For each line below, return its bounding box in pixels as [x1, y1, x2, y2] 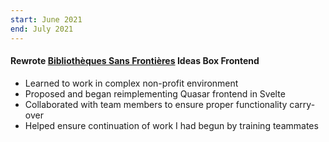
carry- [289, 98, 316, 110]
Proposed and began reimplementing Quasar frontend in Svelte [24, 87, 286, 100]
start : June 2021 [10, 14, 83, 25]
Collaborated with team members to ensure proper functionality [24, 98, 288, 110]
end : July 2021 [10, 24, 74, 34]
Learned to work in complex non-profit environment [24, 77, 239, 89]
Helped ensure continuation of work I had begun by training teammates [24, 119, 319, 131]
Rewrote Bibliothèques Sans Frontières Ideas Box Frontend [10, 55, 260, 67]
